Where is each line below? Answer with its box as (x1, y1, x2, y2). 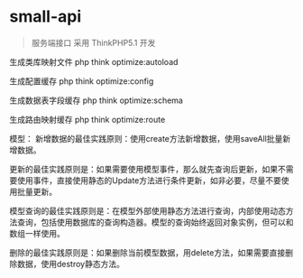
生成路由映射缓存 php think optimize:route (9, 114, 166, 125)
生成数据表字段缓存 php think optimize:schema (9, 95, 183, 106)
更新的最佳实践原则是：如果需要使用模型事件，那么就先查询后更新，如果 (9, 163, 278, 174)
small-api (9, 6, 82, 27)
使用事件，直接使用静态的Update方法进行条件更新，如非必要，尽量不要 (16, 174, 282, 186)
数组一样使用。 (9, 227, 65, 238)
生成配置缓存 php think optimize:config (9, 75, 154, 87)
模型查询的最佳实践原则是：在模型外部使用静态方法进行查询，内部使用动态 (9, 205, 286, 216)
